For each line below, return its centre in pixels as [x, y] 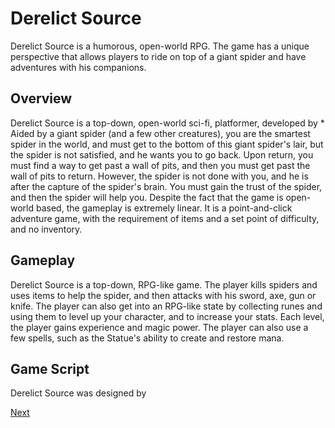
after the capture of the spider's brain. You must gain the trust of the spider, [166, 186]
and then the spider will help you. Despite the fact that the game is [147, 197]
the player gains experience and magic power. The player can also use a [159, 327]
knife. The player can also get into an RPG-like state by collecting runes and [166, 306]
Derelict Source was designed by [78, 393]
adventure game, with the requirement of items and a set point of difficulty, [165, 218]
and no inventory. [46, 229]
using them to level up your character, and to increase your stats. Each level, [167, 316]
